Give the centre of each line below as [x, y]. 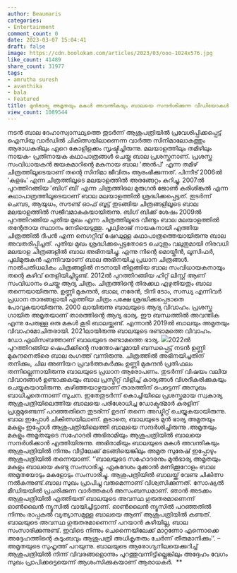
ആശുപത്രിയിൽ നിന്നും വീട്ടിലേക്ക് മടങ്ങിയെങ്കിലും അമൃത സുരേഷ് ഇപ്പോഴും [112, 451]
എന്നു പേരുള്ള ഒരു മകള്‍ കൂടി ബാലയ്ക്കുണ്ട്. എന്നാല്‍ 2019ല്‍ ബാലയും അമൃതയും [119, 322]
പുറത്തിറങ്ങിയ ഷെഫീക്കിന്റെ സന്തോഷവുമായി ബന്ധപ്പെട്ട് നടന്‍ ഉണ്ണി [107, 347]
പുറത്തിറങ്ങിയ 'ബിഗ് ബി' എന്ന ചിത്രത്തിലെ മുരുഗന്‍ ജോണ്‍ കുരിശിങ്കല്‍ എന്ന [118, 188]
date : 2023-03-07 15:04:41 [47, 40]
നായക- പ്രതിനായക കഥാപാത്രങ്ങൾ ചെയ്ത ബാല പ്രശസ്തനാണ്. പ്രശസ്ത [110, 156]
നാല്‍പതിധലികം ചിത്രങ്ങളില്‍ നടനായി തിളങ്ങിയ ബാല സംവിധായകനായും [116, 267]
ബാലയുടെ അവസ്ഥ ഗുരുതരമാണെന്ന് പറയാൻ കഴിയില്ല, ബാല [98, 522]
